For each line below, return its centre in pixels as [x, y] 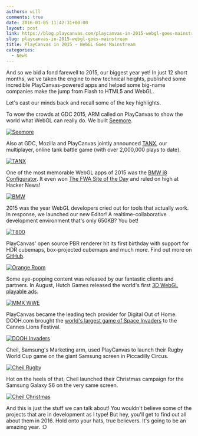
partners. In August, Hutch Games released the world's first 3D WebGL [92, 285]
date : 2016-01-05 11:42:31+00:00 [47, 22]
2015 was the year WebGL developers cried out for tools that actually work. [98, 208]
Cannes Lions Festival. [33, 327]
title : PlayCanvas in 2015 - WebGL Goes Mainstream [71, 45]
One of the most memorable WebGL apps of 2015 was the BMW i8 [87, 173]
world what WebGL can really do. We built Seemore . [69, 120]
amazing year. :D [27, 427]
